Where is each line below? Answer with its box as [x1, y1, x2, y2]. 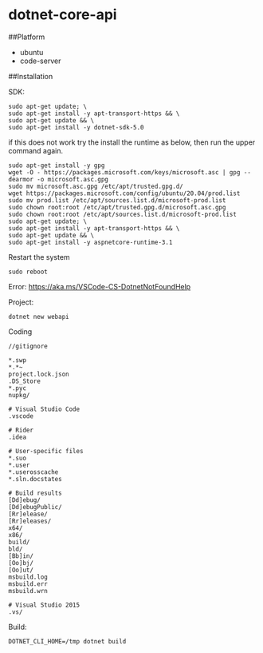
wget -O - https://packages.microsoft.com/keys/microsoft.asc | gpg [8, 168, 241, 177]
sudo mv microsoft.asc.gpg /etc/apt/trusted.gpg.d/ [8, 182, 183, 190]
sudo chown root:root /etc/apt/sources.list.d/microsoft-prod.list [8, 210, 237, 218]
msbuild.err [8, 579, 48, 588]
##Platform [8, 32, 45, 42]
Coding [8, 326, 33, 336]
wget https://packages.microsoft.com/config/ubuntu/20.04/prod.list [8, 189, 241, 197]
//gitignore [8, 342, 48, 350]
